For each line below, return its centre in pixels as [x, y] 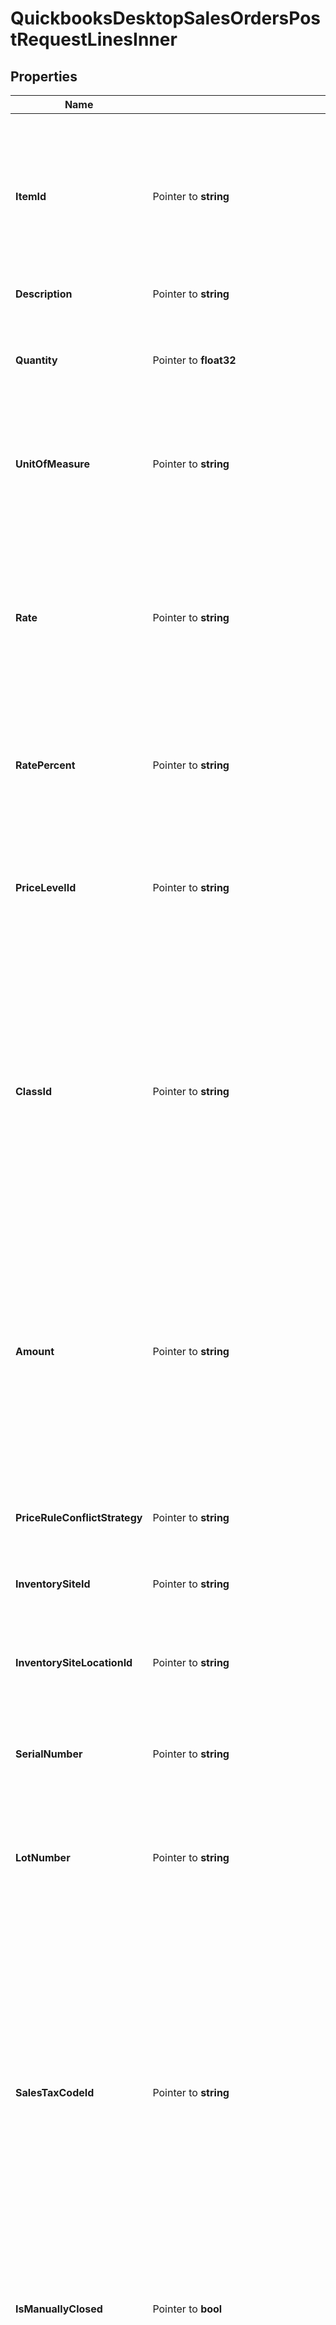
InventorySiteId [53, 1584]
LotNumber [43, 1857]
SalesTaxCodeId [55, 2092]
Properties [44, 76]
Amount [35, 1351]
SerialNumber [49, 1754]
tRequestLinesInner [94, 39]
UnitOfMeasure [53, 464]
